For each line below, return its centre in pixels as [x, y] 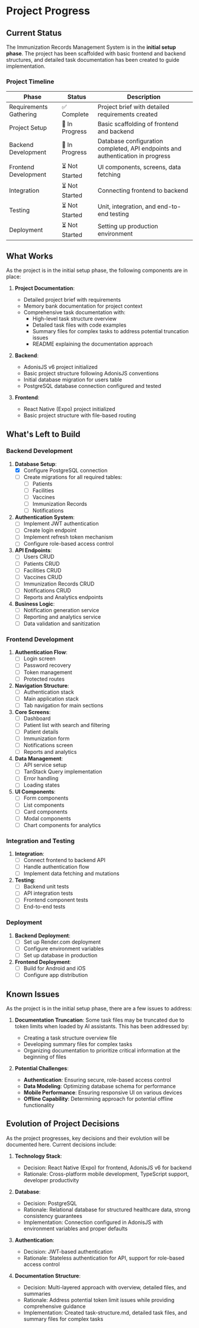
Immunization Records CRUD [59, 584]
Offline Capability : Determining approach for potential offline [98, 1098]
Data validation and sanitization [62, 624]
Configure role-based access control [68, 544]
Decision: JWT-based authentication [68, 1251]
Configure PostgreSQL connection [65, 470]
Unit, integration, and [126, 206]
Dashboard [37, 718]
